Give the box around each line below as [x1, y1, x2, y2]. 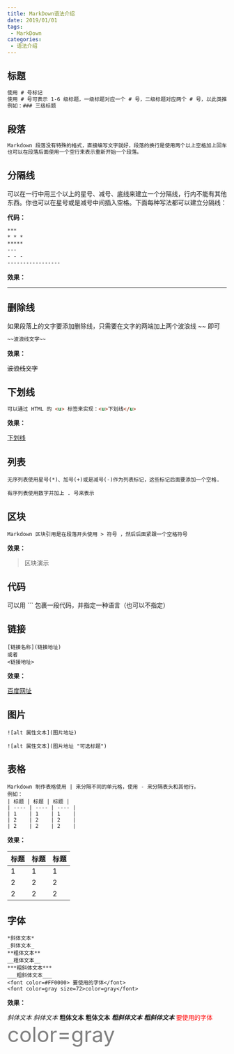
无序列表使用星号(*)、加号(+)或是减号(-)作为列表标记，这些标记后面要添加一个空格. [7, 476, 220, 484]
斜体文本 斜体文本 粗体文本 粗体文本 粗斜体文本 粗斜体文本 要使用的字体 [7, 1014, 213, 1022]
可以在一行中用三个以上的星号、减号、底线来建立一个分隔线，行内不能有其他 [7, 189, 227, 198]
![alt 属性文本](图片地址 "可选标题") [7, 743, 107, 750]
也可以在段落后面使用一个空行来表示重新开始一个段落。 [7, 149, 143, 156]
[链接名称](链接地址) [7, 644, 61, 651]
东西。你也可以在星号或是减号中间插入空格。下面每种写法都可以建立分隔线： [7, 198, 227, 207]
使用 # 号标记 [7, 89, 43, 96]
